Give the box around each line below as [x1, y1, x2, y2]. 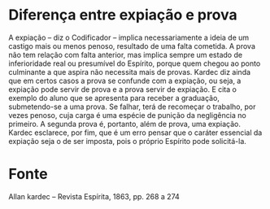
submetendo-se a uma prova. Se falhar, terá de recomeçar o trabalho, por [8, 102, 256, 111]
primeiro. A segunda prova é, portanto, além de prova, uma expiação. [8, 119, 242, 128]
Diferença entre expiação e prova [8, 6, 237, 24]
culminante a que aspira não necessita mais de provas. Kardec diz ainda [8, 67, 250, 76]
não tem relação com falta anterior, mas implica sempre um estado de [8, 50, 242, 59]
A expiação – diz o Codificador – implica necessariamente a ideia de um [8, 33, 250, 42]
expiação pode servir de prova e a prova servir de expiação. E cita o [8, 84, 237, 94]
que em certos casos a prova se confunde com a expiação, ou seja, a [8, 76, 242, 85]
